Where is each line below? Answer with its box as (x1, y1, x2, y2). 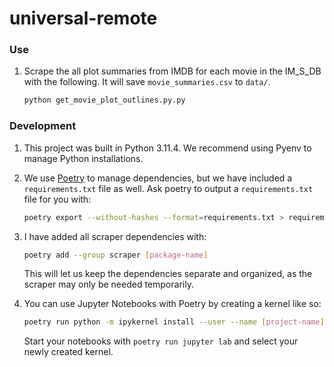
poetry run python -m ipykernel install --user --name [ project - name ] (23, 317, 325, 327)
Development (9, 119, 77, 133)
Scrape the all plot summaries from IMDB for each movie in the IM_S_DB (23, 65, 322, 77)
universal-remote (9, 7, 158, 30)
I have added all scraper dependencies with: (23, 230, 207, 242)
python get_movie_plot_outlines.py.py (23, 95, 186, 106)
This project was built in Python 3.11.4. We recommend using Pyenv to (23, 142, 312, 154)
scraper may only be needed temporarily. (23, 278, 194, 291)
